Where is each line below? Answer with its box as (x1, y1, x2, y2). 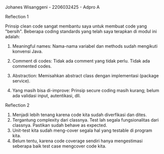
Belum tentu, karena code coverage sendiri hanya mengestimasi (12, 138, 143, 144)
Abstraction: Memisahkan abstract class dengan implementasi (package (12, 73, 159, 78)
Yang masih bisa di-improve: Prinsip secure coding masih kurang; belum (12, 88, 160, 93)
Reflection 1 (5, 14, 29, 19)
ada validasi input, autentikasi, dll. (12, 93, 81, 98)
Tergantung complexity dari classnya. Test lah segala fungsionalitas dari (12, 117, 159, 123)
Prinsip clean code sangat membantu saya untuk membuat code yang (5, 23, 147, 29)
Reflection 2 (5, 102, 30, 108)
